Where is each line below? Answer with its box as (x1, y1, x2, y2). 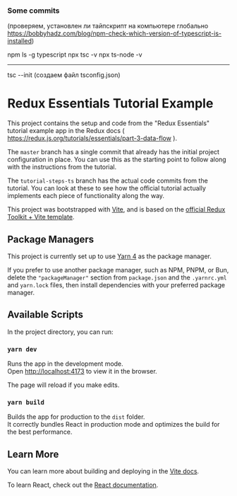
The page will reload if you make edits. (7, 381, 120, 389)
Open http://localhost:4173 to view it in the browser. (7, 367, 157, 376)
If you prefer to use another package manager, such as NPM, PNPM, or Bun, (7, 266, 229, 275)
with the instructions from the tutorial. (7, 163, 117, 171)
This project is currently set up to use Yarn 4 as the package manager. (7, 252, 212, 260)
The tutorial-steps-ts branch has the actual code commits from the (7, 176, 208, 185)
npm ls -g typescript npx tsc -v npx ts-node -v (7, 50, 142, 59)
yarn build (7, 398, 44, 407)
